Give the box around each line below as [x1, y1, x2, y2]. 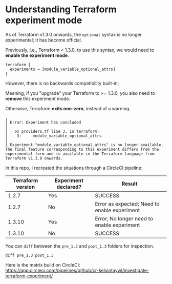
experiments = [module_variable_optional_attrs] [10, 67, 116, 72]
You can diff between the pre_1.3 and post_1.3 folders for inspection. [5, 242, 155, 249]
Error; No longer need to [95, 215, 154, 222]
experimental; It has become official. [5, 37, 82, 43]
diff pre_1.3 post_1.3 [5, 253, 54, 258]
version [16, 183, 35, 190]
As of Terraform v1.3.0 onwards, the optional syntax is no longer [5, 31, 142, 37]
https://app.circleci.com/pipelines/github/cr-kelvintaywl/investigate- [5, 267, 149, 273]
